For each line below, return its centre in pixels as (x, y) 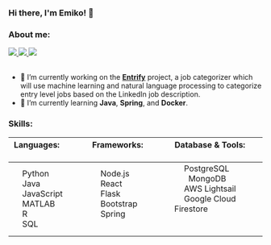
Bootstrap (119, 203)
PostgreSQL (207, 168)
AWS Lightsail (210, 189)
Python (36, 173)
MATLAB (39, 203)
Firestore (191, 209)
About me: (29, 34)
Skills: (21, 124)
